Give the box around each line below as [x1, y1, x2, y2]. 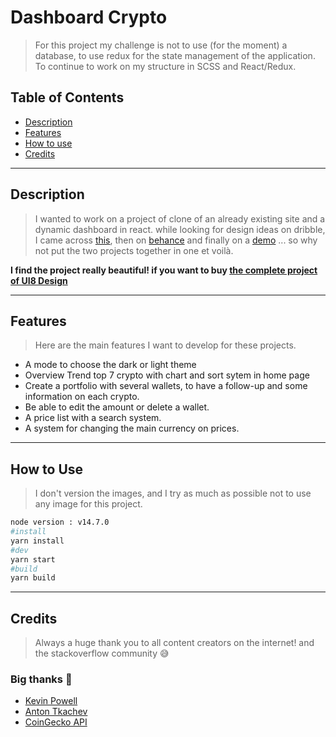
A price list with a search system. [24, 412, 162, 424]
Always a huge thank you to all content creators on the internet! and [34, 637, 315, 649]
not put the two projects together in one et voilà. [34, 244, 234, 256]
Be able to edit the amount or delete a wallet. [24, 401, 210, 413]
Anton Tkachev [24, 706, 88, 718]
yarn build [10, 573, 56, 583]
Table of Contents [10, 89, 125, 106]
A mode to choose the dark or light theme [24, 359, 197, 371]
